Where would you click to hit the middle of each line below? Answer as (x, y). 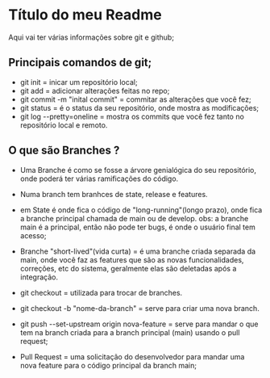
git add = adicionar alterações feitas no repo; (95, 90)
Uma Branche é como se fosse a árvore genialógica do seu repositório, (138, 170)
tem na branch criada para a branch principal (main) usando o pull (130, 332)
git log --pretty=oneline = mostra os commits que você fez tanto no (132, 116)
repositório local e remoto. (64, 125)
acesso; (33, 235)
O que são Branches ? (64, 151)
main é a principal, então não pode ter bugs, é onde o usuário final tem (137, 227)
